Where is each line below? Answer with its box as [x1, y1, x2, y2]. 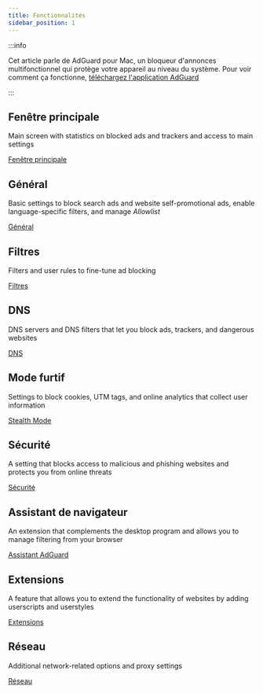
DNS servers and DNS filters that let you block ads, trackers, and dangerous [8, 324, 254, 334]
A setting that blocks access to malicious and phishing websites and [8, 459, 229, 469]
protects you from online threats [8, 467, 112, 477]
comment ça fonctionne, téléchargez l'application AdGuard [8, 72, 199, 82]
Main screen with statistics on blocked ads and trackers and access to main [8, 131, 254, 141]
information [8, 400, 46, 410]
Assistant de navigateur [8, 505, 128, 519]
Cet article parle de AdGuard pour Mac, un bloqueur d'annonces [8, 56, 217, 65]
